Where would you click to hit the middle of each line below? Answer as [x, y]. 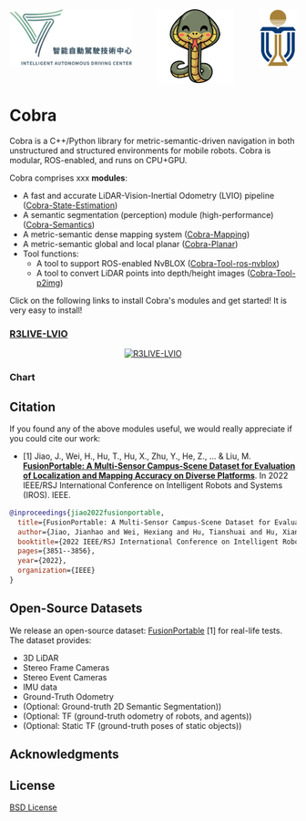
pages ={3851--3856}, [56, 551]
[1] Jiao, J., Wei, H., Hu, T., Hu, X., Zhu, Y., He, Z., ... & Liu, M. [137, 456]
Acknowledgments [65, 755]
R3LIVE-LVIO [39, 334]
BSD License [33, 807]
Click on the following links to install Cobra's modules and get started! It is [148, 300]
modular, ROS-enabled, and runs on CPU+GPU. [98, 160]
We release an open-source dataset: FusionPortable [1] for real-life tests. [146, 630]
